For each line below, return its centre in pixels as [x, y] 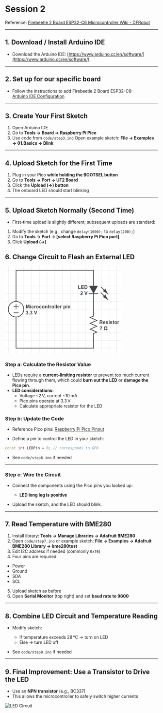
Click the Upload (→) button [40, 185]
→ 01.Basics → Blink [33, 143]
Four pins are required [34, 557]
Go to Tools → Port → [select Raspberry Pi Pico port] [66, 237]
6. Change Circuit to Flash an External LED [70, 257]
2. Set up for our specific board [53, 79]
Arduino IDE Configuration [38, 96]
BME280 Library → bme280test [45, 546]
